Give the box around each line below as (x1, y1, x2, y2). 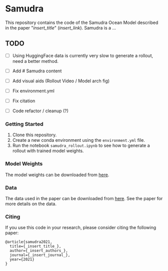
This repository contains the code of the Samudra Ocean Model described (5, 19, 158, 25)
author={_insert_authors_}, (9, 248, 68, 254)
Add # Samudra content (12, 68, 62, 74)
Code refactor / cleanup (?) (12, 108, 69, 114)
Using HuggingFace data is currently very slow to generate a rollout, (12, 52, 153, 58)
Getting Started (5, 121, 43, 128)
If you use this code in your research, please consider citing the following (5, 225, 156, 231)
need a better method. (12, 58, 59, 64)
